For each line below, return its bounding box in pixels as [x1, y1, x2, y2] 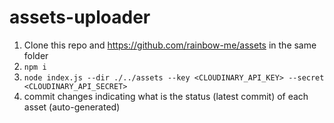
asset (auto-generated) [23, 101, 121, 113]
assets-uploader [9, 6, 151, 29]
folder [23, 49, 49, 61]
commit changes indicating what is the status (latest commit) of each [23, 90, 309, 102]
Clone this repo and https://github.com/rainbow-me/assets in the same [23, 39, 317, 51]
